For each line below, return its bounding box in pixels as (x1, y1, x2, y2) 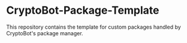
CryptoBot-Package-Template (6, 4, 160, 17)
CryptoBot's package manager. (6, 29, 83, 36)
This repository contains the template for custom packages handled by (6, 23, 181, 30)
